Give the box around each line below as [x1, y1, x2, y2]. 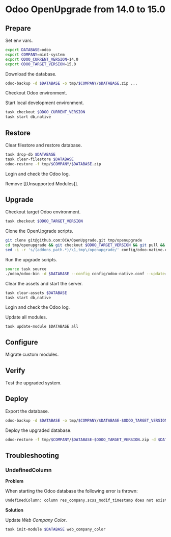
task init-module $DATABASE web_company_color [5, 527, 106, 532]
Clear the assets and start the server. [5, 280, 83, 286]
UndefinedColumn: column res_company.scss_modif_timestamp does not [5, 498, 154, 503]
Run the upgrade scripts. [5, 256, 58, 262]
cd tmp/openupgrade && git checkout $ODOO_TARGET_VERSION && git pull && [5, 242, 165, 248]
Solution [5, 507, 24, 514]
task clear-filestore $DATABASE [5, 157, 74, 162]
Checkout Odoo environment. [5, 90, 67, 96]
